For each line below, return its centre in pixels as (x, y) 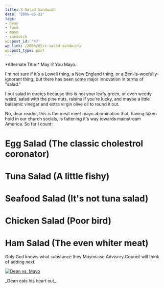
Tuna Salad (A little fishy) (57, 176)
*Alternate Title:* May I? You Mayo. (41, 64)
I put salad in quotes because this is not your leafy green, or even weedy (78, 94)
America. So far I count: (29, 124)
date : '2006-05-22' (25, 14)
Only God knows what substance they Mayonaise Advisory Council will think (82, 257)
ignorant (13, 79)
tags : (11, 19)
